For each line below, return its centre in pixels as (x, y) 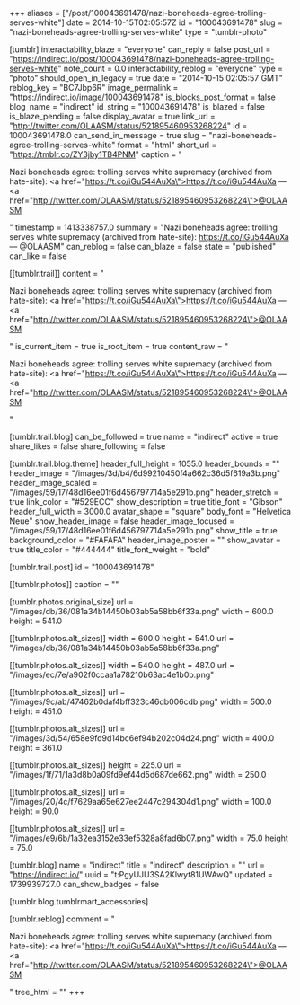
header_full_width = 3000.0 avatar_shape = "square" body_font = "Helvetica (150, 511)
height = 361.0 (36, 748)
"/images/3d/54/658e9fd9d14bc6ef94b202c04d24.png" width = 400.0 (142, 738)
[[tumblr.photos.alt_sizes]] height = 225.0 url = (95, 765)
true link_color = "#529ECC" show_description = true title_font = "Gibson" (146, 502)
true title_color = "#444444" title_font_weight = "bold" (110, 550)
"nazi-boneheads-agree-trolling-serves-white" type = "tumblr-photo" (138, 32)
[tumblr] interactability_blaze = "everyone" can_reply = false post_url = (140, 49)
